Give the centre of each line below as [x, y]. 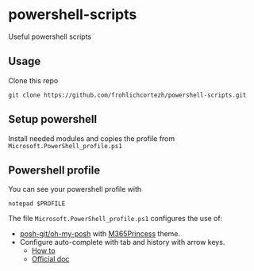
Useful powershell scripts [50, 36]
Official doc [50, 259]
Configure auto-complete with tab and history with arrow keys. [122, 242]
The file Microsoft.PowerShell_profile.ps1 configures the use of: [115, 219]
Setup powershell [53, 119]
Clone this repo [33, 80]
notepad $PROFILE [37, 204]
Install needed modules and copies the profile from [92, 138]
